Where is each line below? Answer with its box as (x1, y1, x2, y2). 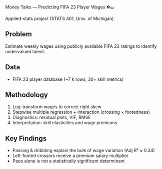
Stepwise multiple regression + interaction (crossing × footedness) (12, 109, 150, 115)
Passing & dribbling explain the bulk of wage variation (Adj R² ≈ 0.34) (12, 148, 155, 154)
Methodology (5, 91, 48, 99)
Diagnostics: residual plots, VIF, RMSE (12, 114, 91, 121)
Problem (5, 30, 32, 38)
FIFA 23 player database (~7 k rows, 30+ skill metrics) (12, 76, 124, 82)
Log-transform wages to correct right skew (12, 104, 101, 110)
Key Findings (5, 134, 47, 143)
